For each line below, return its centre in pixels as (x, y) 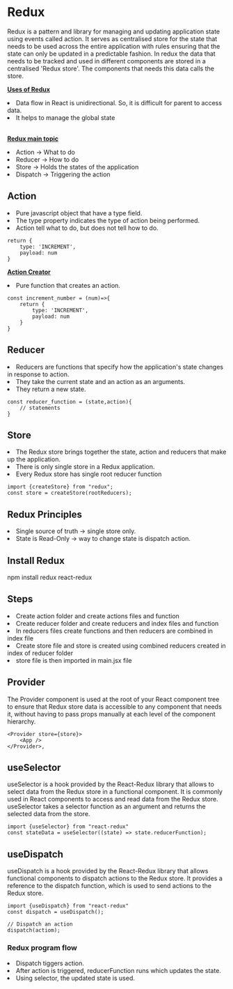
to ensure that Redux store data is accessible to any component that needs (115, 706)
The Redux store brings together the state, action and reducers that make (121, 452)
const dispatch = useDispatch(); (56, 912)
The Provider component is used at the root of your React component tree (113, 699)
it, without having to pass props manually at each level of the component (111, 714)
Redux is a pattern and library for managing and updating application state (114, 31)
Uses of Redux (29, 89)
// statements (40, 408)
